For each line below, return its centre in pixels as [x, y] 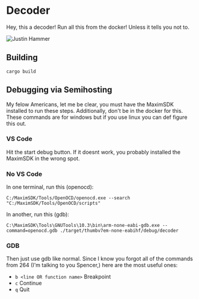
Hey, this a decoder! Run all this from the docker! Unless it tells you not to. [98, 27]
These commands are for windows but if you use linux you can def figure [97, 117]
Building [22, 58]
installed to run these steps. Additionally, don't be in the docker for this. [95, 110]
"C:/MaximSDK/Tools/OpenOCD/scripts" [54, 204]
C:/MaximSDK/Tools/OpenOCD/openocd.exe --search [68, 198]
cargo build [21, 71]
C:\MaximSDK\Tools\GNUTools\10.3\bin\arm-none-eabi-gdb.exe [83, 226]
